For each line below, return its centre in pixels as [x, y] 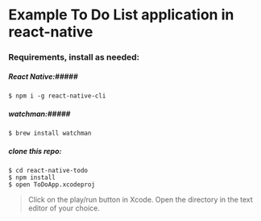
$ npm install [32, 178]
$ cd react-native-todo [48, 171]
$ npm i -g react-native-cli [57, 96]
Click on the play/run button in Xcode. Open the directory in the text [141, 200]
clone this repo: [35, 151]
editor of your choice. [64, 208]
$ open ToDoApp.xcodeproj [52, 185]
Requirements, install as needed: [74, 57]
